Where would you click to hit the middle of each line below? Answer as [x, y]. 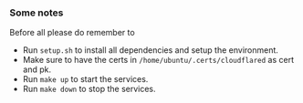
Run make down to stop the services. [89, 89]
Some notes [37, 13]
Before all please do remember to [72, 33]
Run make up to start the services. [85, 79]
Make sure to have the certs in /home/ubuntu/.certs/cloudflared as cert [158, 60]
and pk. [37, 69]
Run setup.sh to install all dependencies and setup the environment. [150, 50]
